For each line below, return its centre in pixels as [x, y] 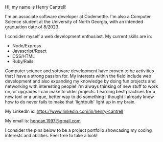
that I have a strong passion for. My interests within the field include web [78, 76]
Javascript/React [29, 51]
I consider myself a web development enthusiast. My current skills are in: [79, 36]
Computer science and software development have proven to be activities [80, 71]
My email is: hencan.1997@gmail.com [43, 121]
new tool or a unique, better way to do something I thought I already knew [80, 97]
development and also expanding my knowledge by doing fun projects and [80, 81]
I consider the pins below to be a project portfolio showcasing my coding [79, 130]
